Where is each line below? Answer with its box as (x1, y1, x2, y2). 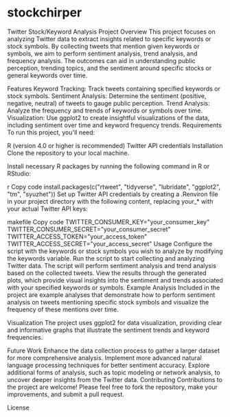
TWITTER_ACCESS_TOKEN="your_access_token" (7, 232, 148, 241)
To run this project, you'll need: (7, 128, 95, 136)
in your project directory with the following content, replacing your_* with (7, 197, 214, 205)
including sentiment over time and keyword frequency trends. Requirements (7, 121, 222, 129)
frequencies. (7, 333, 43, 341)
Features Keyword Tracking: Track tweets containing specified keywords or (7, 84, 221, 93)
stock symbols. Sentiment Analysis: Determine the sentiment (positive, (7, 91, 207, 100)
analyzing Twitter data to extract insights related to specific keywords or (7, 34, 211, 43)
